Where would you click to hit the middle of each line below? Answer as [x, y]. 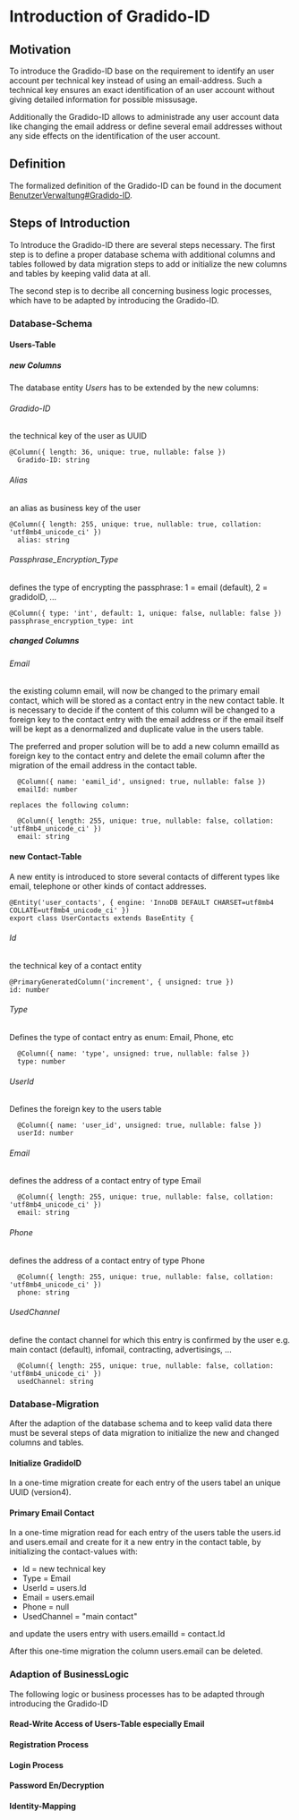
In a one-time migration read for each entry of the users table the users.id [145, 1533]
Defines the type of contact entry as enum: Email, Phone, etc [122, 1037]
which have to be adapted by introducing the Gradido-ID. [114, 300]
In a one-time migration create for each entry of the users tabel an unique [145, 1482]
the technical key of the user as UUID [78, 436]
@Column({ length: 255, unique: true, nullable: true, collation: [136, 524]
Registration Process [49, 1744]
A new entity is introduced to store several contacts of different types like [145, 876]
